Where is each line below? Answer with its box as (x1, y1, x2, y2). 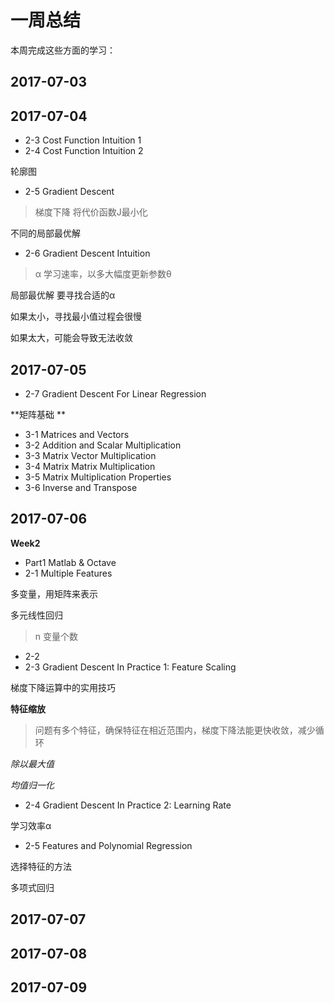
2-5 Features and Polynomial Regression (24, 839, 193, 851)
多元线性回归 (10, 609, 63, 621)
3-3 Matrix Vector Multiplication (24, 449, 157, 461)
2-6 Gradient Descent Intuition (24, 247, 151, 260)
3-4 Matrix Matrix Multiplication (24, 460, 156, 472)
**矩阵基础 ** (10, 408, 66, 420)
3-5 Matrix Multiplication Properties (24, 471, 172, 483)
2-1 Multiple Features (24, 567, 113, 579)
